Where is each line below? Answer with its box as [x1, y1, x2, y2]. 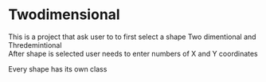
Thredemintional [8, 40, 62, 49]
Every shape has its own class [8, 64, 108, 73]
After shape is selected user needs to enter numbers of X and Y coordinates [8, 49, 259, 58]
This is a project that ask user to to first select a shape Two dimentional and [8, 32, 256, 41]
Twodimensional [8, 6, 121, 24]
